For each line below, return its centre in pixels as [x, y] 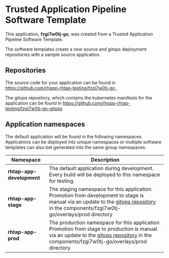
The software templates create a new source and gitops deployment [76, 49]
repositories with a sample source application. [53, 55]
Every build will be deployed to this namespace [105, 174]
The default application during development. [102, 168]
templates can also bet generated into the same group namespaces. [76, 147]
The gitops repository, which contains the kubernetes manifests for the [79, 97]
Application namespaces [45, 124]
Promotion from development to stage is [97, 195]
